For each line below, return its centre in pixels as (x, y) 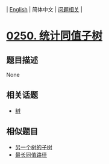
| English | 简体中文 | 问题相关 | (44, 9)
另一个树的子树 (33, 147)
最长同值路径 (31, 154)
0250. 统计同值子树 (54, 36)
